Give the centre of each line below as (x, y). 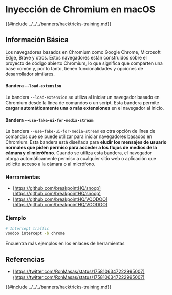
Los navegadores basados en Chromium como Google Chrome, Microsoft (83, 52)
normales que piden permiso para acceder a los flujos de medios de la (81, 148)
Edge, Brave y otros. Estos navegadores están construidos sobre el (76, 57)
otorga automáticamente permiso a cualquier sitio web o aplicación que (81, 159)
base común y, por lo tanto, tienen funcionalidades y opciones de (74, 68)
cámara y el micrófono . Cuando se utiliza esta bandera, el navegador (79, 153)
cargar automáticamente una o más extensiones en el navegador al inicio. (85, 108)
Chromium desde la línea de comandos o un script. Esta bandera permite (82, 102)
